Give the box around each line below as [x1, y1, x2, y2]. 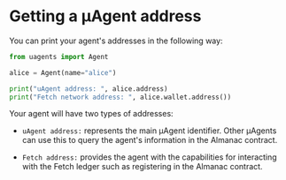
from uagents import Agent [9, 52, 109, 61]
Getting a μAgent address [9, 6, 202, 26]
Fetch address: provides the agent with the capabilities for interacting [21, 152, 277, 162]
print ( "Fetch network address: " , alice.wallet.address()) [9, 93, 232, 101]
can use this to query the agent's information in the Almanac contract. [21, 135, 278, 146]
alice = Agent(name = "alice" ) [9, 68, 117, 77]
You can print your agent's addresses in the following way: [9, 35, 223, 46]
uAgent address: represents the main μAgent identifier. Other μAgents [21, 125, 277, 136]
